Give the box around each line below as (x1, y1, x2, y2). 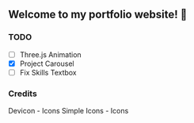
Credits (8, 88, 37, 99)
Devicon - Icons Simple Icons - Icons (8, 106, 129, 116)
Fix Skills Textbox (19, 67, 77, 77)
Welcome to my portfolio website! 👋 (8, 8, 188, 21)
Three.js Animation (19, 49, 82, 60)
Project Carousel (19, 59, 74, 68)
